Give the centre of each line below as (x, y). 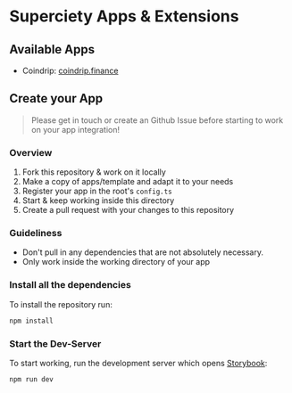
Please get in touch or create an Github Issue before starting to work (157, 120)
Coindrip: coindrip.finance (70, 70)
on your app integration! (75, 129)
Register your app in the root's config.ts (97, 191)
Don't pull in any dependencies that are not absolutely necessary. (142, 252)
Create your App (56, 98)
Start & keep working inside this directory (98, 201)
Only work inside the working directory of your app (116, 262)
